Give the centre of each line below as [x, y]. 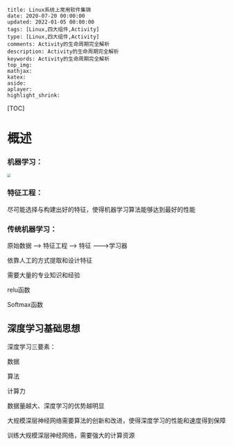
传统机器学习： [32, 229]
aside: [17, 83]
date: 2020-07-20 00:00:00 [46, 16]
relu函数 [19, 290]
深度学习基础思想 [44, 329]
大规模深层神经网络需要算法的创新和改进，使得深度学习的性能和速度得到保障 [116, 420]
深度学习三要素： [32, 347]
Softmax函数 [25, 305]
